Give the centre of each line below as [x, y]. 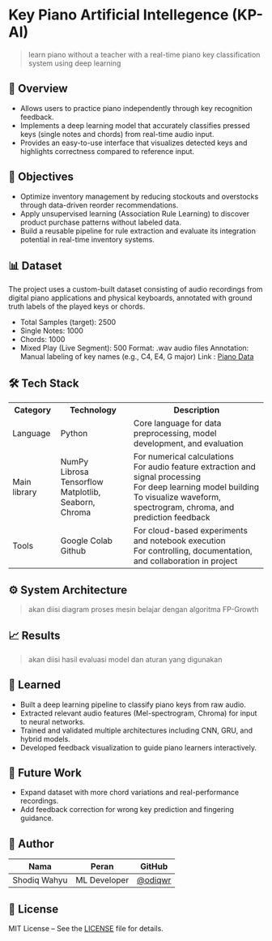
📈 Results [34, 636]
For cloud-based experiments [191, 531]
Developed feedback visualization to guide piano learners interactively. [138, 747]
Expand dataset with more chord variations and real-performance [130, 793]
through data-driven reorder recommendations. [99, 205]
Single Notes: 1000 [51, 331]
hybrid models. [45, 738]
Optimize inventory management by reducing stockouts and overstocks [139, 196]
